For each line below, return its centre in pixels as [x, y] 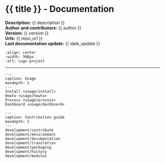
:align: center [21, 53]
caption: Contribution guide [35, 117]
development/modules [26, 156]
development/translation [30, 143]
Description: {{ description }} [35, 23]
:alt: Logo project [25, 61]
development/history [26, 151]
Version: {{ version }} [27, 33]
